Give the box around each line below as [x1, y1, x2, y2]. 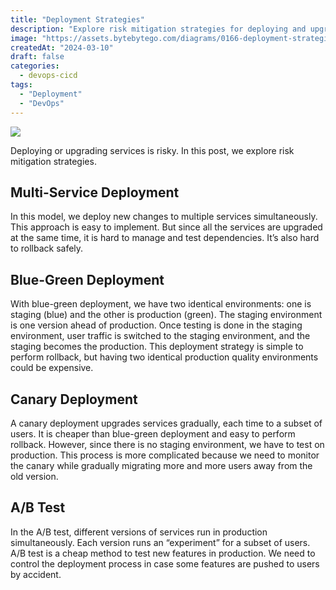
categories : [10, 61, 60, 71]
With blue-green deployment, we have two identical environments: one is [10, 298, 312, 310]
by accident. [10, 568, 62, 580]
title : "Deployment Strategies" [10, 14, 145, 25]
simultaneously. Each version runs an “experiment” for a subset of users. [10, 536, 311, 548]
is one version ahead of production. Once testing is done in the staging [10, 319, 303, 331]
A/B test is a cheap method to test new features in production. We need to [10, 547, 316, 559]
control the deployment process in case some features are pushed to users [10, 557, 320, 570]
